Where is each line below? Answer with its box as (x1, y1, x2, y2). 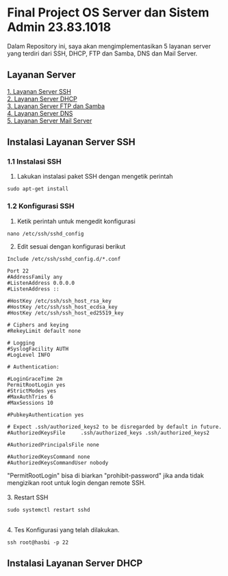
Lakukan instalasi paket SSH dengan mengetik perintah (16, 173, 173, 181)
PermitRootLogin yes (7, 381, 66, 388)
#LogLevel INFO (7, 351, 51, 358)
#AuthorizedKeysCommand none (7, 453, 90, 460)
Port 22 (7, 267, 29, 275)
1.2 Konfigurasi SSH (7, 201, 75, 211)
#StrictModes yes (7, 387, 57, 395)
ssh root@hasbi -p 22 (7, 539, 69, 546)
